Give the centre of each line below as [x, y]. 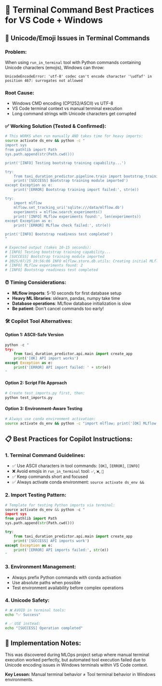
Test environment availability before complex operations [68, 588]
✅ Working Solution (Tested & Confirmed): [56, 126]
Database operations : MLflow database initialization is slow [71, 303]
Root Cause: [20, 93]
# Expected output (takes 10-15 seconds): [48, 247]
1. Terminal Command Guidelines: [45, 455]
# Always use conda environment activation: [50, 419]
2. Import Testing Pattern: [36, 495]
